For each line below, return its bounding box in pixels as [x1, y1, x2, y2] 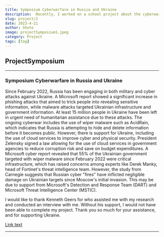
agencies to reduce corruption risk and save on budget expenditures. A [5, 145, 149, 151]
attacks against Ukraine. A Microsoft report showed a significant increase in [5, 93, 158, 99]
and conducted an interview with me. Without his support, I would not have [5, 201, 156, 208]
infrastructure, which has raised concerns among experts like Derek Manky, [5, 161, 158, 167]
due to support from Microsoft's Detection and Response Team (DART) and [5, 182, 157, 188]
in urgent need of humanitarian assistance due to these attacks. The [5, 114, 143, 120]
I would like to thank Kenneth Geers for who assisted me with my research [5, 196, 154, 202]
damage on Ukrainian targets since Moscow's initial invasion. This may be [5, 176, 154, 182]
